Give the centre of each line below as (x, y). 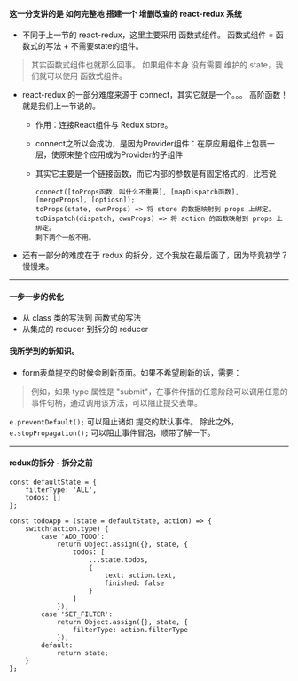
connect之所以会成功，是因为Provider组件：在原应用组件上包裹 (151, 144)
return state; (82, 653)
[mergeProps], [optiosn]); (85, 200)
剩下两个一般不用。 (65, 238)
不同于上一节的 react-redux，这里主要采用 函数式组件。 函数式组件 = (148, 35)
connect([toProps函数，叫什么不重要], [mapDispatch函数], (137, 192)
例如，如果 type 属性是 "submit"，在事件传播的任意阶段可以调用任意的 (159, 392)
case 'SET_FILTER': (77, 614)
